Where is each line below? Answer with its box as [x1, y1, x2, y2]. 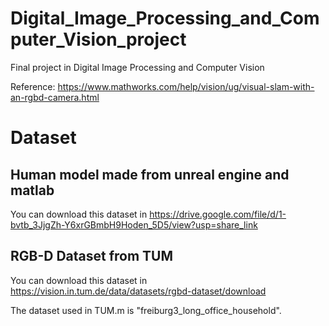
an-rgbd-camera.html [10, 91, 100, 103]
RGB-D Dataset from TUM [10, 248, 174, 265]
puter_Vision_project [10, 28, 187, 51]
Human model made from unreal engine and [10, 166, 290, 183]
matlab [10, 182, 55, 199]
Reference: [10, 80, 56, 92]
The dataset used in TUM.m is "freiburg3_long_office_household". [10, 304, 282, 316]
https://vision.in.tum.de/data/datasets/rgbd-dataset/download [10, 285, 267, 297]
